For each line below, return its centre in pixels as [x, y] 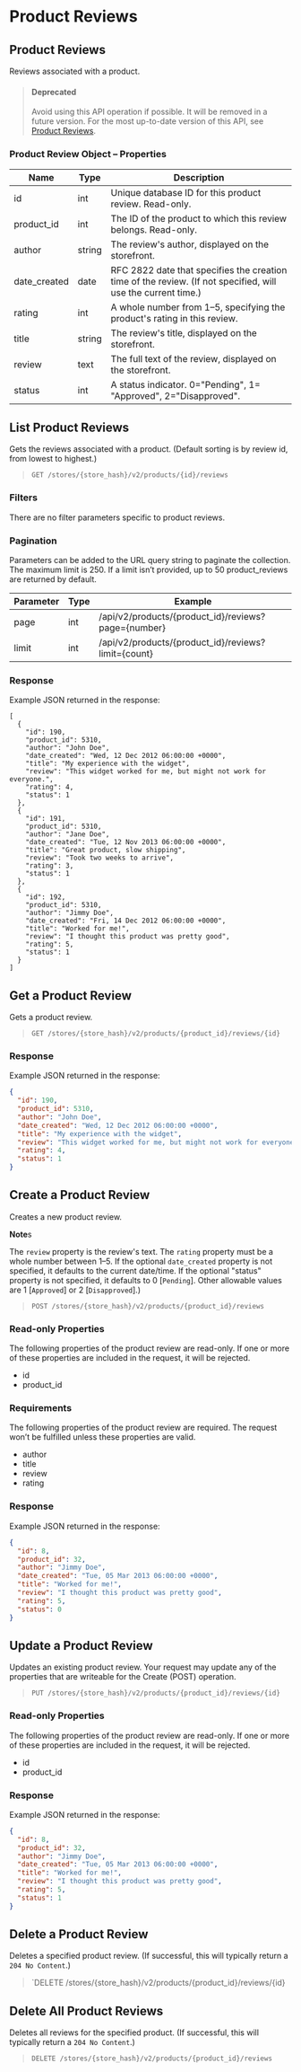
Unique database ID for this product [186, 192]
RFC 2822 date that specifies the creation [199, 269]
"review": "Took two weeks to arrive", [100, 858]
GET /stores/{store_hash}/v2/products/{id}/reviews [129, 475]
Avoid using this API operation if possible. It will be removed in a [149, 112]
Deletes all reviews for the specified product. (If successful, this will [134, 2032]
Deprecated [54, 92]
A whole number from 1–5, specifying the [198, 307]
